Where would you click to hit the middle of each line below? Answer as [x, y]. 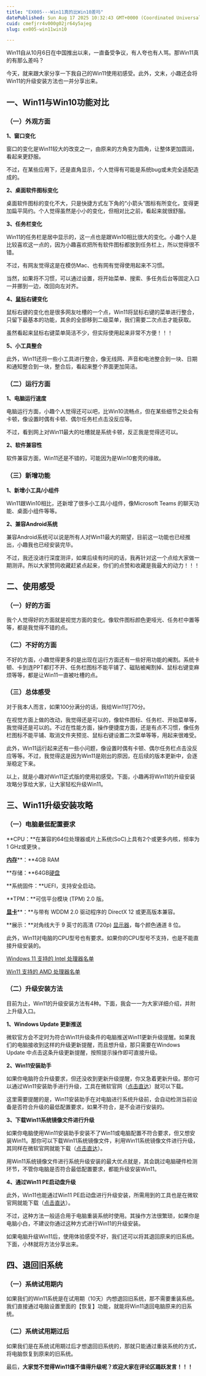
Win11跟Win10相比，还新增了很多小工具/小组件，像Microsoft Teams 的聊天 [100, 503]
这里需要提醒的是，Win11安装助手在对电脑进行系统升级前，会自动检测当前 [99, 1099]
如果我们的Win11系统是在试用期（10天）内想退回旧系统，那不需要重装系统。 [102, 1299]
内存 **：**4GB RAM [33, 860]
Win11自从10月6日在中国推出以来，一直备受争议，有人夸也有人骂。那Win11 [100, 53]
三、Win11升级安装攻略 [50, 805]
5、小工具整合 [24, 346]
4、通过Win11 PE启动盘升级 [41, 1182]
